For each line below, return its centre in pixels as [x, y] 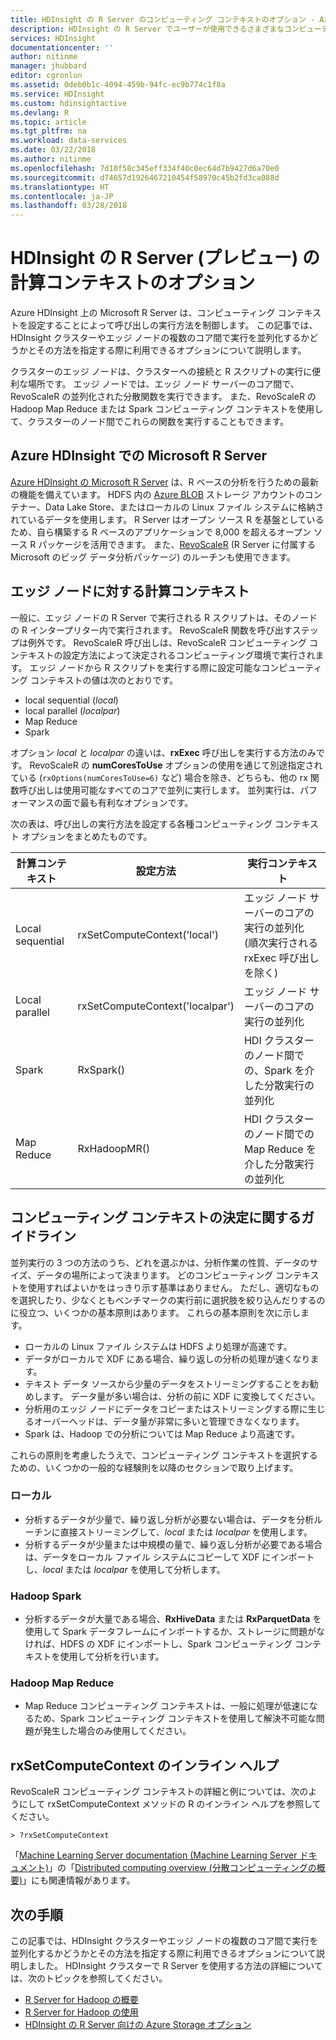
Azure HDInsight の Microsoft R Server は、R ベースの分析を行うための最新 [164, 482]
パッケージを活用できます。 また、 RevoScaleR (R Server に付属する [177, 544]
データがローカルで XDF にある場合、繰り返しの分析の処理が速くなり [167, 1358]
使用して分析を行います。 [112, 1657]
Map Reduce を [280, 1149]
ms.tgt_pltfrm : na [48, 131]
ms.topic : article [48, 122]
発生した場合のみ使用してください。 [117, 1731]
